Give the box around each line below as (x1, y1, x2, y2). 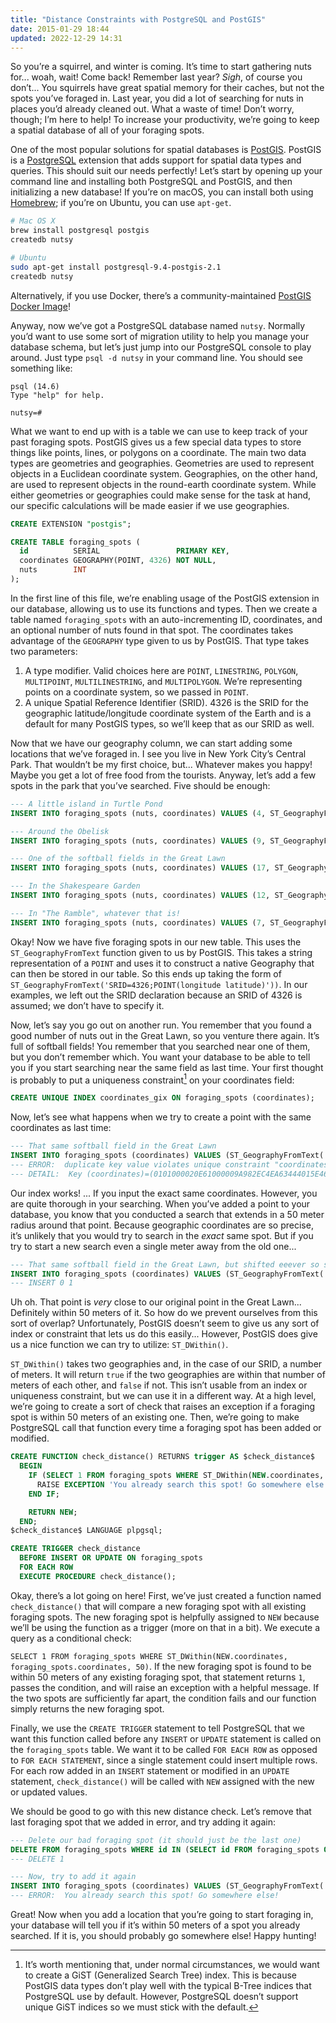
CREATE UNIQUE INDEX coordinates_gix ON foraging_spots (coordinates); (10, 1093, 315, 1103)
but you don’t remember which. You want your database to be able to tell (10, 1051, 311, 1063)
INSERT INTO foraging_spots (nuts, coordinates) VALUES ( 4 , (10, 808, 267, 818)
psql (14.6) (10, 381, 60, 391)
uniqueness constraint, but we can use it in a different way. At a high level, (10, 1390, 317, 1402)
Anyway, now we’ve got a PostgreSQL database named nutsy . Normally (10, 319, 306, 331)
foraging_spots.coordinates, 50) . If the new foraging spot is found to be (10, 1660, 312, 1672)
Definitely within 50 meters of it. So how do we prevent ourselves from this (10, 1307, 318, 1319)
